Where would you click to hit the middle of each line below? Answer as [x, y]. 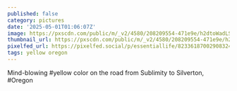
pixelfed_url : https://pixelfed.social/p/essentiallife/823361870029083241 [121, 46]
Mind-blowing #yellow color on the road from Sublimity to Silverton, [106, 72]
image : [17, 33]
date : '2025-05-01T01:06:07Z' [52, 27]
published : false [33, 14]
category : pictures [36, 20]
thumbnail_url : [30, 40]
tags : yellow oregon [38, 53]
